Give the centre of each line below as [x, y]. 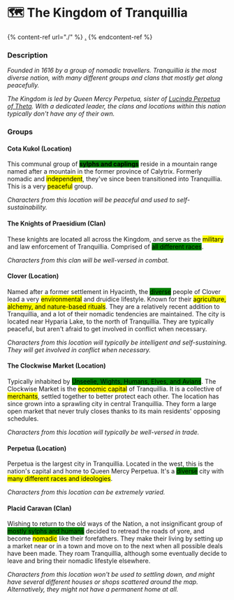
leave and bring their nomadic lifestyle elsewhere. [79, 561]
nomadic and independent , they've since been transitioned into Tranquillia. [115, 179]
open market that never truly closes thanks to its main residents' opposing [114, 411]
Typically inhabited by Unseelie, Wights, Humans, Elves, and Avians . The [112, 381]
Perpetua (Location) [37, 448]
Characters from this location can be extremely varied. [86, 492]
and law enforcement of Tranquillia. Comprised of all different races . [105, 246]
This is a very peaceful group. [50, 186]
